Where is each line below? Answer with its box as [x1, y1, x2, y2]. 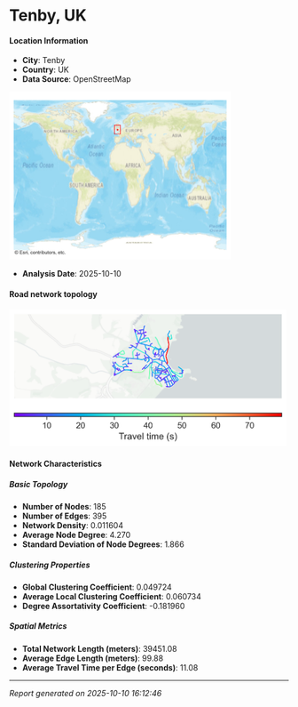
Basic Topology [9, 478, 68, 489]
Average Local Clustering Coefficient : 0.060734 [21, 591, 202, 601]
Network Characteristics [9, 458, 102, 469]
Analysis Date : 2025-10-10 [21, 269, 122, 279]
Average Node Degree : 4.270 [21, 529, 131, 540]
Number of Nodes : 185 [21, 501, 106, 511]
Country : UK [21, 64, 69, 76]
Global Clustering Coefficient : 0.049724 [21, 582, 173, 592]
